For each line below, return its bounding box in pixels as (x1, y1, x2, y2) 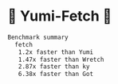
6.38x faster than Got (18, 71, 93, 78)
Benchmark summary (7, 33, 69, 41)
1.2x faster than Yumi (18, 48, 93, 56)
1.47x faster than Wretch (18, 55, 104, 63)
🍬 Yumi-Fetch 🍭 (7, 7, 112, 25)
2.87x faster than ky (18, 63, 90, 71)
